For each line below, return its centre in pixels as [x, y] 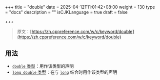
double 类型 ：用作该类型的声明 [43, 66]
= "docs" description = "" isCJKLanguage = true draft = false [66, 12]
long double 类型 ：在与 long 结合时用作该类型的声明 [64, 72]
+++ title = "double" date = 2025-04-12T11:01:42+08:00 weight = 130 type [80, 7]
